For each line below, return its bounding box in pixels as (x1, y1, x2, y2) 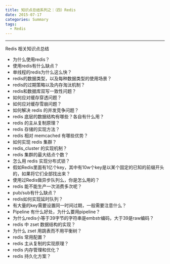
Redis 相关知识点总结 (5, 46, 50, 52)
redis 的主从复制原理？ (12, 120, 60, 126)
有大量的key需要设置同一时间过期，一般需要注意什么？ (12, 203, 126, 209)
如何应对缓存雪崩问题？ (12, 101, 62, 107)
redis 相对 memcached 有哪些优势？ (12, 133, 89, 139)
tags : (5, 21, 17, 27)
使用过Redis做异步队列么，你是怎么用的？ (12, 177, 100, 183)
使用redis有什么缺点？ (12, 63, 59, 69)
